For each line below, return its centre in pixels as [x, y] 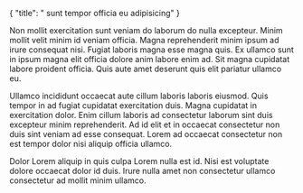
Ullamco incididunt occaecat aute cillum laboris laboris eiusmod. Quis [139, 96]
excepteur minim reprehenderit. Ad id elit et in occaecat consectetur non [145, 124]
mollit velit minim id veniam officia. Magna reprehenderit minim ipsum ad [144, 40]
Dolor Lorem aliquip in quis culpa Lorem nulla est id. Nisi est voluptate [139, 161]
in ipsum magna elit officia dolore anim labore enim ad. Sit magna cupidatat [150, 59]
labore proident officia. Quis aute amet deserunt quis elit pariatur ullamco [146, 69]
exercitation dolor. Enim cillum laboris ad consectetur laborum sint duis [141, 115]
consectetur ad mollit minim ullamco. [78, 180]
